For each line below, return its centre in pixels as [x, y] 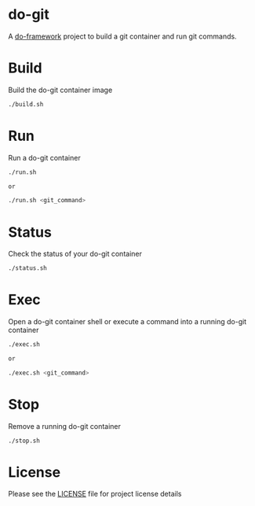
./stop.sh [24, 441]
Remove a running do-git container [65, 426]
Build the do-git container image [60, 90]
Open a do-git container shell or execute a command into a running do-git [127, 322]
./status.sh [27, 268]
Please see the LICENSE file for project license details [95, 494]
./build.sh [26, 104]
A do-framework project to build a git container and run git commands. [122, 36]
